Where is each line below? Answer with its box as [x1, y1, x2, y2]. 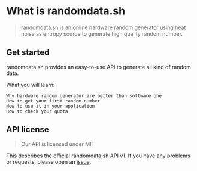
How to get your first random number [6, 98, 101, 104]
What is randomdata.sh [6, 4, 126, 18]
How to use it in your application [6, 103, 95, 109]
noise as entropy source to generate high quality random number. [20, 30, 183, 37]
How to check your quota [6, 108, 68, 114]
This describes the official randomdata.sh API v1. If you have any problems [6, 152, 190, 159]
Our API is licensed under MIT [20, 140, 95, 147]
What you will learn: [6, 81, 55, 88]
